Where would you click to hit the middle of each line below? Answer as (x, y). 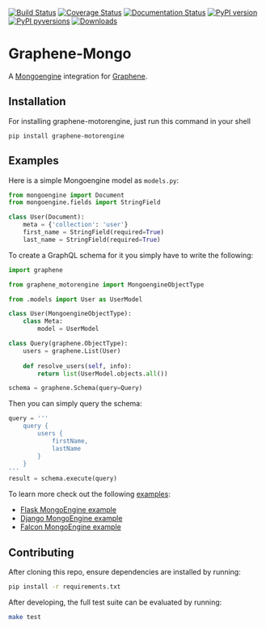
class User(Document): (46, 217)
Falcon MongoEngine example (70, 527)
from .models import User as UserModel (76, 299)
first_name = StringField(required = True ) (93, 232)
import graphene (36, 270)
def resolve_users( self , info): (77, 366)
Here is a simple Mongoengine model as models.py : (94, 180)
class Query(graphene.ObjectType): (68, 344)
